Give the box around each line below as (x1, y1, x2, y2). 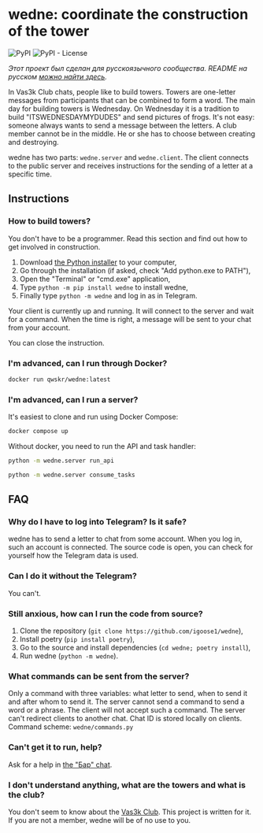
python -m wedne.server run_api (8, 457, 114, 465)
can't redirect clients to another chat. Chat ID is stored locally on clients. (8, 714, 243, 724)
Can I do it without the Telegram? (8, 571, 138, 582)
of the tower (8, 22, 90, 40)
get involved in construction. (8, 242, 101, 251)
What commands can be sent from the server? (8, 671, 190, 682)
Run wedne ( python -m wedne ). (19, 651, 119, 661)
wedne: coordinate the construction (8, 6, 249, 24)
